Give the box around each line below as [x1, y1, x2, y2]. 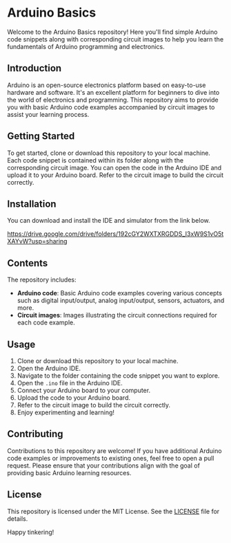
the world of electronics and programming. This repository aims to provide [7, 95, 219, 104]
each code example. [17, 318, 76, 326]
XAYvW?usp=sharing [7, 237, 68, 246]
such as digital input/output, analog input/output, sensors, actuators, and [17, 296, 225, 305]
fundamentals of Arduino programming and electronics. [7, 42, 165, 50]
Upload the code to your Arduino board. [17, 394, 131, 402]
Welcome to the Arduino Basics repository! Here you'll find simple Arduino [7, 28, 218, 36]
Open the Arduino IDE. [17, 365, 81, 372]
